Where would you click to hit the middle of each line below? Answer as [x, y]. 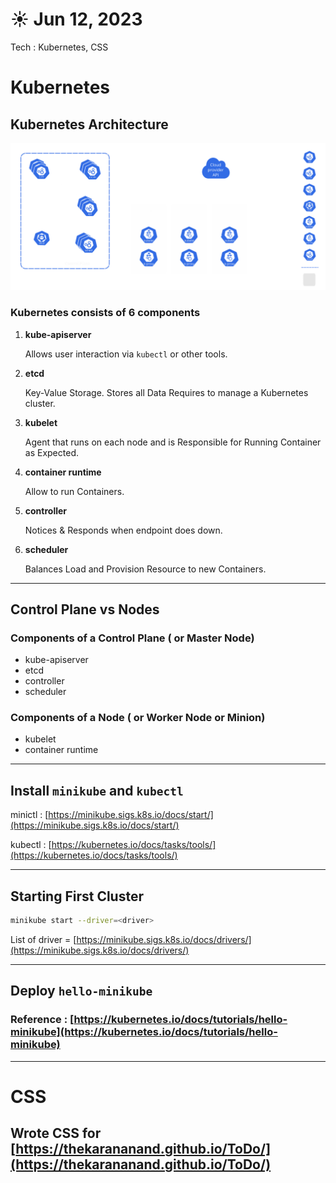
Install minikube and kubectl [97, 790]
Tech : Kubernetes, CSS [59, 47]
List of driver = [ [43, 939]
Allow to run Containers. [74, 491]
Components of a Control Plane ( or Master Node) [132, 638]
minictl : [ [29, 815]
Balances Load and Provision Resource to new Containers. [145, 569]
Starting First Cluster [77, 896]
